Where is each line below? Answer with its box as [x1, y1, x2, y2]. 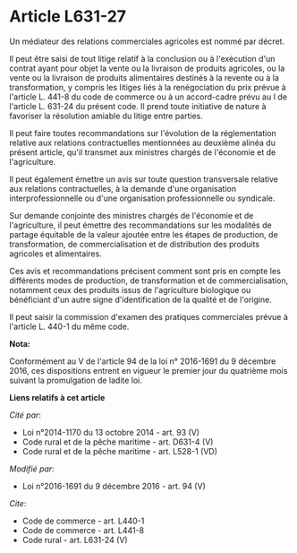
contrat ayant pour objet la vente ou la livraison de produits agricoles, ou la [9, 63, 285, 73]
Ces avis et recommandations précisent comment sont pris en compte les [9, 265, 282, 276]
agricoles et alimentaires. [9, 248, 103, 259]
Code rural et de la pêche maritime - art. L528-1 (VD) [21, 445, 217, 456]
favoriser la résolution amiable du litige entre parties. [9, 110, 204, 121]
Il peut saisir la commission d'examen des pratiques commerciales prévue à [9, 311, 289, 322]
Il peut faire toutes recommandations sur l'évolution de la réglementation [9, 127, 277, 138]
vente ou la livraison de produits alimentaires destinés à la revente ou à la [9, 72, 279, 82]
